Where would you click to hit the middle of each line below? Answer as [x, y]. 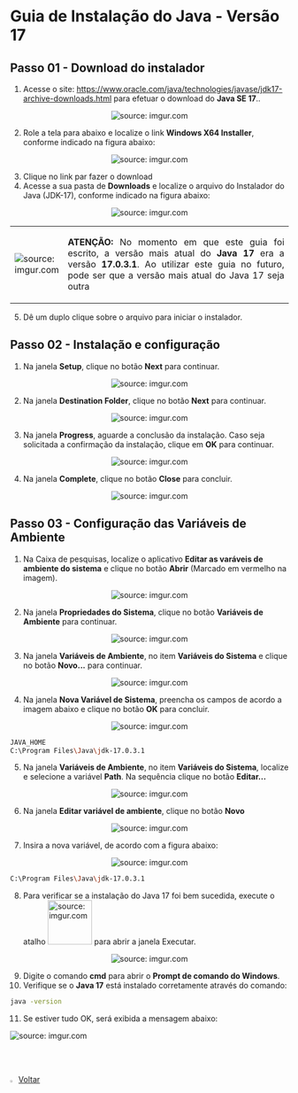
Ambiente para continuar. [70, 621]
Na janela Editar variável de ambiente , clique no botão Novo [134, 811]
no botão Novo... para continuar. [83, 665]
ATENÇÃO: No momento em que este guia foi [176, 242]
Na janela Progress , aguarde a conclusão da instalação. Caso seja [144, 435]
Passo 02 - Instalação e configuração [115, 345]
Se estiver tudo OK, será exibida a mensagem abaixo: [120, 1019]
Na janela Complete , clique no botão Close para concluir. [127, 478]
